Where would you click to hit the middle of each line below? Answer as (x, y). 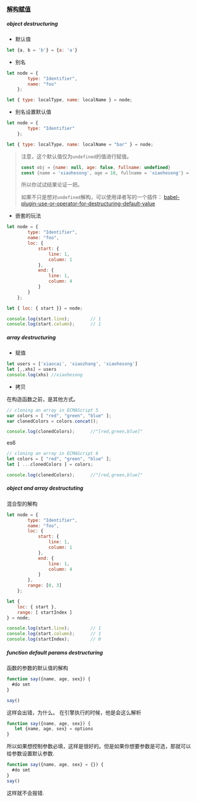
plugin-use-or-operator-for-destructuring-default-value (88, 204)
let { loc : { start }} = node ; (45, 308)
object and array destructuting (45, 488)
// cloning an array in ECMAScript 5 (53, 410)
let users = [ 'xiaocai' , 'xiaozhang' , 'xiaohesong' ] (72, 364)
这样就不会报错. (25, 793)
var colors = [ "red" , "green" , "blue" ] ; (59, 416)
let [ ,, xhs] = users (32, 370)
